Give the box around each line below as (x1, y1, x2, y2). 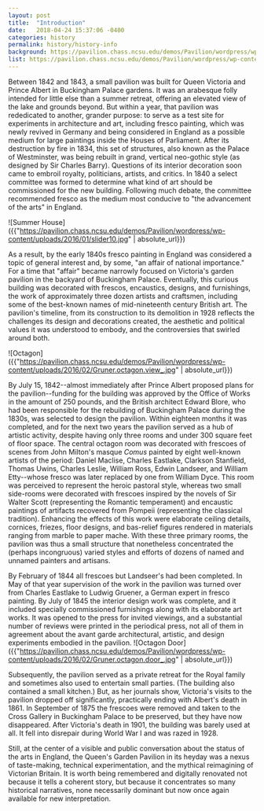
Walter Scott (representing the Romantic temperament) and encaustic (8, 497, 233, 507)
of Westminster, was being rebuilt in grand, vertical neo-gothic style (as (8, 152, 240, 161)
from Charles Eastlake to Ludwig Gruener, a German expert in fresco (8, 588, 230, 597)
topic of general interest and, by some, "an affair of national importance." (8, 257, 245, 267)
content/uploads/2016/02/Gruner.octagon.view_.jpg (8, 365, 176, 374)
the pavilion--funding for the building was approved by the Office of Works (8, 389, 251, 398)
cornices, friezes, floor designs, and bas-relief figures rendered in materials (8, 522, 254, 532)
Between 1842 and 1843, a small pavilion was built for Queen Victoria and (8, 76, 246, 87)
